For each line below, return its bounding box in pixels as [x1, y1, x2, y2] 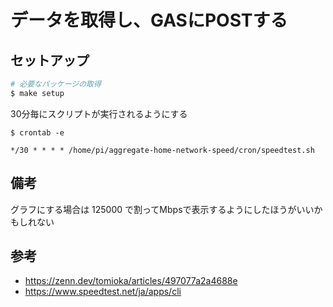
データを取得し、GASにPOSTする [10, 9, 288, 32]
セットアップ [10, 52, 90, 69]
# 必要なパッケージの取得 [10, 79, 102, 89]
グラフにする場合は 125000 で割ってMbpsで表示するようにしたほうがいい [10, 203, 315, 215]
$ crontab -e [10, 127, 65, 138]
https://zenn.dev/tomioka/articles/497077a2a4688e [24, 275, 238, 287]
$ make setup [10, 88, 65, 98]
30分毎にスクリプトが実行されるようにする [10, 107, 188, 120]
